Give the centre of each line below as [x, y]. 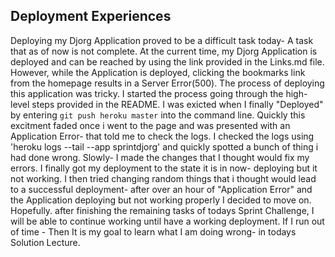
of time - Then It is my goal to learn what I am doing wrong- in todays [153, 231]
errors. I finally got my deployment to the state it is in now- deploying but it [164, 168]
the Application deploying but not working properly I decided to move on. [161, 200]
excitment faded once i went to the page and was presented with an [150, 125]
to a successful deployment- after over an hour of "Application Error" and [161, 189]
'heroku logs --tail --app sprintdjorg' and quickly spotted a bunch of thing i [164, 146]
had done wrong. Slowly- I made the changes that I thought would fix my [160, 157]
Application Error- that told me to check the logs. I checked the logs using [162, 136]
